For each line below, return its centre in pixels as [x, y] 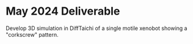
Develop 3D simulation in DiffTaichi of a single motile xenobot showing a [96, 28]
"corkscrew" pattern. [32, 34]
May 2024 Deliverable [63, 11]
